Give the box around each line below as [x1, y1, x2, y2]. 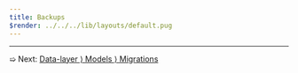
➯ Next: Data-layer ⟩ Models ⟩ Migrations [9, 54, 159, 64]
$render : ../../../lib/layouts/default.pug [9, 21, 173, 30]
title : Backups [9, 12, 66, 22]
